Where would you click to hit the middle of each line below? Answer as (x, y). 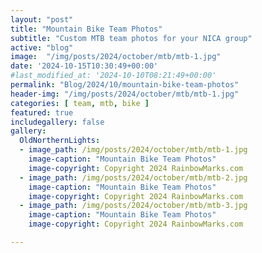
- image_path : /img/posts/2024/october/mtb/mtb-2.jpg (133, 177)
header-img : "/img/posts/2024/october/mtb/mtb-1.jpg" (125, 94)
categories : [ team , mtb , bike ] (80, 103)
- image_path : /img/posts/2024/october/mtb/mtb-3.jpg (133, 206)
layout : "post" (42, 19)
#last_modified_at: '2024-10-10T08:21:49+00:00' (113, 76)
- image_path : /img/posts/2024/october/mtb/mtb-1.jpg (133, 150)
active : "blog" (42, 47)
